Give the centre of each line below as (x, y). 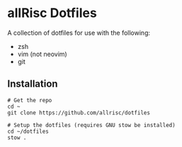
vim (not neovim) (42, 54)
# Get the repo (30, 100)
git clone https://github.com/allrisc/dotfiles (79, 113)
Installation (33, 84)
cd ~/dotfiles (28, 131)
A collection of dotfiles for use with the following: (79, 33)
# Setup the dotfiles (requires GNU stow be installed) (91, 125)
